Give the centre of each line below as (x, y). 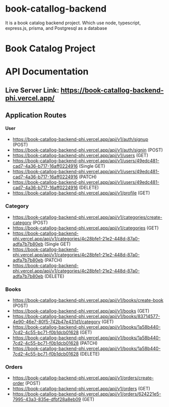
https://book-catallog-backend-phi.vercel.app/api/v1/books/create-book (88, 300)
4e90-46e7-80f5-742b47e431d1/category (57, 322)
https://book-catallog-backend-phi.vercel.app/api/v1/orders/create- (83, 378)
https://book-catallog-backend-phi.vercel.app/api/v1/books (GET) (81, 311)
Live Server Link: (32, 90)
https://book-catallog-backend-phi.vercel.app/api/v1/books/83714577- (86, 316)
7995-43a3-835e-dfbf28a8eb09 (47, 399)
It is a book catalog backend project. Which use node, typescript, (73, 23)
